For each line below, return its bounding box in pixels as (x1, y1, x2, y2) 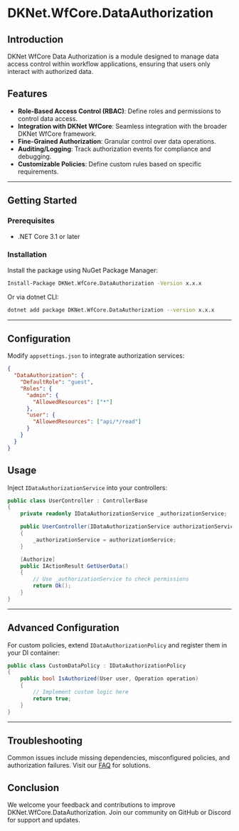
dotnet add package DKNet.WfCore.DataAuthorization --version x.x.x (7, 306, 215, 314)
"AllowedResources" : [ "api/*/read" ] (33, 418, 142, 425)
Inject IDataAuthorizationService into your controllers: (7, 483, 168, 492)
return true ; (33, 695, 72, 702)
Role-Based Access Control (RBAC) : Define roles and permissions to (17, 107, 221, 115)
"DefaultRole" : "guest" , (20, 379, 94, 386)
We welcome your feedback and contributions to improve (7, 800, 176, 809)
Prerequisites (7, 216, 55, 226)
